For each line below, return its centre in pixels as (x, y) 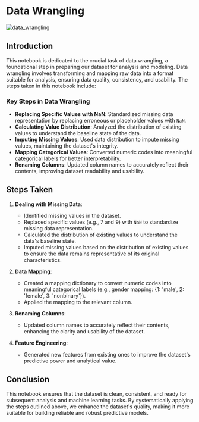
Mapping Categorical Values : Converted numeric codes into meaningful (104, 152)
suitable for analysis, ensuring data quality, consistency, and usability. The (97, 79)
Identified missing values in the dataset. (72, 215)
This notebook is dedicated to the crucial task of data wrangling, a (87, 60)
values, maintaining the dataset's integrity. (67, 146)
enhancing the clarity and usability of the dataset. (84, 331)
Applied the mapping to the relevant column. (78, 302)
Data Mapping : (33, 271)
